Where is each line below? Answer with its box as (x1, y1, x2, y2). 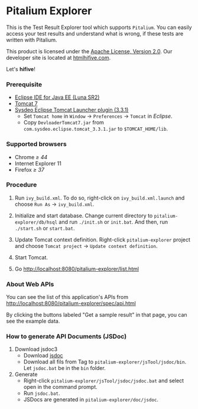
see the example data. (6, 318, 60, 325)
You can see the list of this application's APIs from (6, 294, 129, 301)
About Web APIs (6, 280, 54, 288)
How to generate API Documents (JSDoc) (6, 333, 127, 341)
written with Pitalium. (6, 36, 57, 43)
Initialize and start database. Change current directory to (14, 212, 153, 219)
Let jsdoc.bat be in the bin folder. (23, 365, 106, 372)
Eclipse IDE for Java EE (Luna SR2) (14, 94, 100, 101)
